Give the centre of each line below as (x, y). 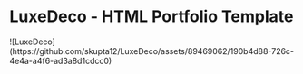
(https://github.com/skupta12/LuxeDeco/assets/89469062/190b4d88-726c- (152, 51)
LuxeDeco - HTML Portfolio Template (151, 17)
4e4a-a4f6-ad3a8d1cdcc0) (61, 60)
